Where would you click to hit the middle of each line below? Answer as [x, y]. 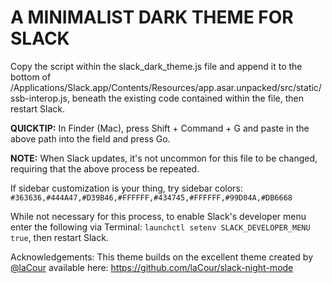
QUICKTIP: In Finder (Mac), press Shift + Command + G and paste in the [160, 128]
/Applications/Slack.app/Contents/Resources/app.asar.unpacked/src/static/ [166, 87]
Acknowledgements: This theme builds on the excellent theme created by [162, 257]
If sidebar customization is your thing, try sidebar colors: [126, 188]
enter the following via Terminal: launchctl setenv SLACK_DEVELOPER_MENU [160, 227]
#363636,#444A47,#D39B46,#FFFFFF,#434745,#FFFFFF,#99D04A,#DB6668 [151, 197]
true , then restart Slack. [59, 237]
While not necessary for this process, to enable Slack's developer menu [158, 216]
